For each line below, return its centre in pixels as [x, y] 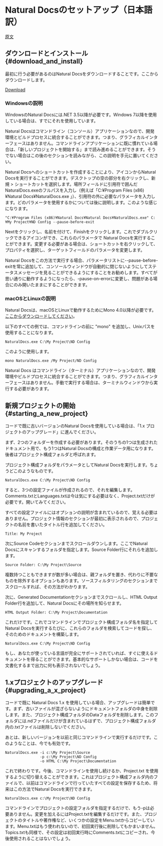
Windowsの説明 [24, 103]
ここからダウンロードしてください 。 [41, 316]
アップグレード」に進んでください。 [62, 432]
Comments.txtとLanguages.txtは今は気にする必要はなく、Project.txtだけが [80, 496]
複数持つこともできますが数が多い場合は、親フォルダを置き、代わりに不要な [81, 575]
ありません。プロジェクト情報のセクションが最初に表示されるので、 [73, 519]
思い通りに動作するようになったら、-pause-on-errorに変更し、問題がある [79, 279]
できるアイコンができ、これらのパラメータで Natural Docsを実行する [82, 238]
